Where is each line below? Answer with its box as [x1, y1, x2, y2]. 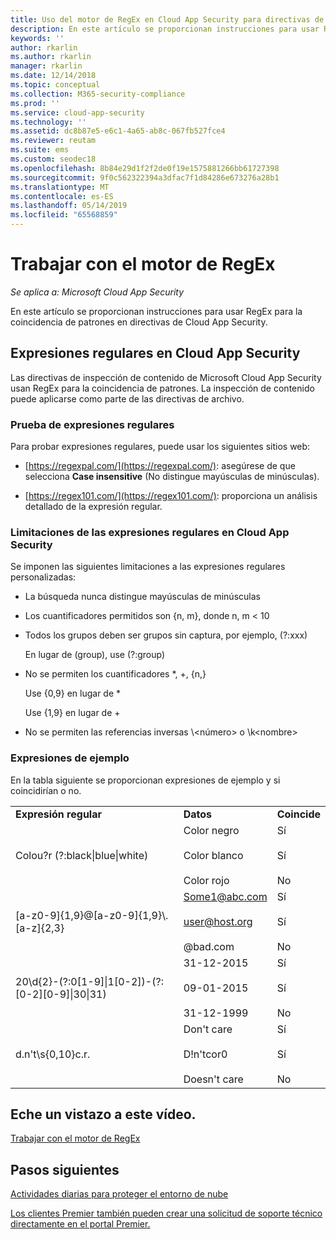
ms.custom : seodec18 [10, 154, 97, 164]
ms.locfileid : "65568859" [10, 210, 118, 220]
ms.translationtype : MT [10, 182, 110, 192]
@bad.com [183, 939, 235, 953]
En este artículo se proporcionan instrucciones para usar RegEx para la [10, 305, 303, 317]
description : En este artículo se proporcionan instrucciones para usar [10, 24, 320, 34]
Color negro [183, 823, 240, 837]
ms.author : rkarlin [10, 52, 92, 62]
